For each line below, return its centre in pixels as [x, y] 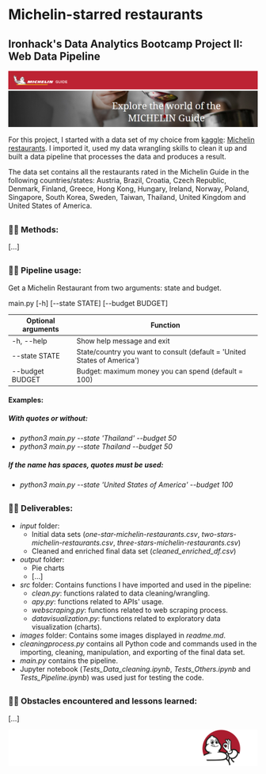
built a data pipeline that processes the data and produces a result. [118, 157]
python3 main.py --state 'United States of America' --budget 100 [126, 485]
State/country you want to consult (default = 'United [161, 351]
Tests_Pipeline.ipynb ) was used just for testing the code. [112, 677]
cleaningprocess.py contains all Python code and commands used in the [138, 643]
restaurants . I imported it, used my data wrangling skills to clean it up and [128, 148]
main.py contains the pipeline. [69, 661]
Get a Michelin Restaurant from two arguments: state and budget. [115, 288]
